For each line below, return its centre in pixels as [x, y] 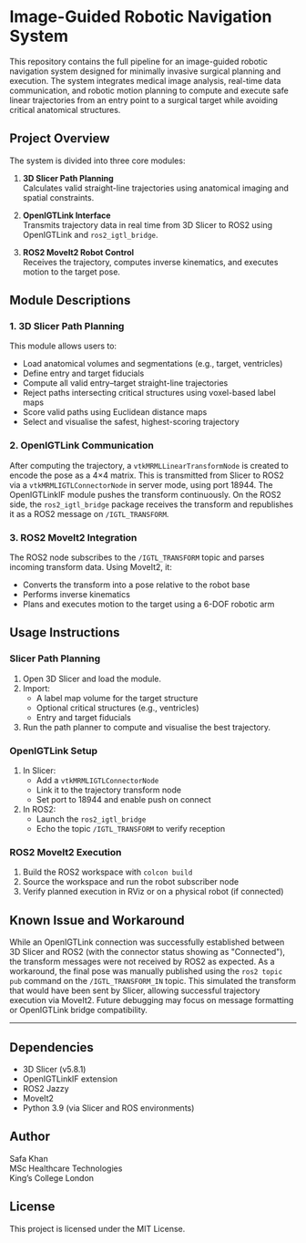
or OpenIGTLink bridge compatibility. [79, 1010]
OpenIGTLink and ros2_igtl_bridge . [90, 234]
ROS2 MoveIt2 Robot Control [78, 252]
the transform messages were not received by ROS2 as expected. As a [142, 962]
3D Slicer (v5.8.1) [54, 1069]
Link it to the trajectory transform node [109, 790]
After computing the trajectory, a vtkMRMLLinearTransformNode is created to [149, 465]
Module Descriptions [70, 300]
